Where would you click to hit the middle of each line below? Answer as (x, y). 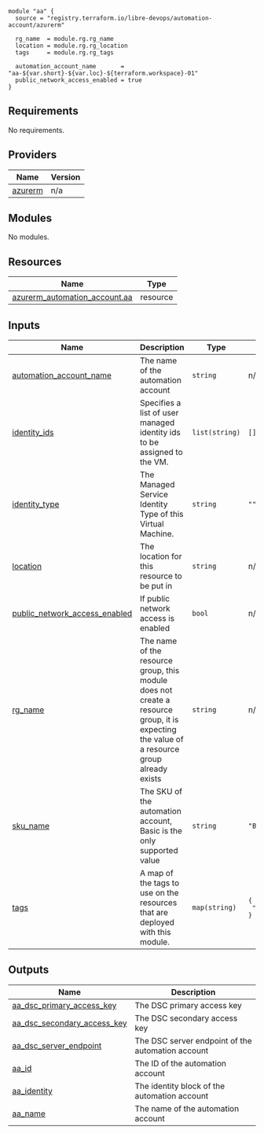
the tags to (159, 883)
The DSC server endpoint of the (193, 1040)
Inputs (24, 325)
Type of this (162, 514)
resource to (161, 576)
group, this (160, 670)
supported (159, 851)
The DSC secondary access (186, 1018)
